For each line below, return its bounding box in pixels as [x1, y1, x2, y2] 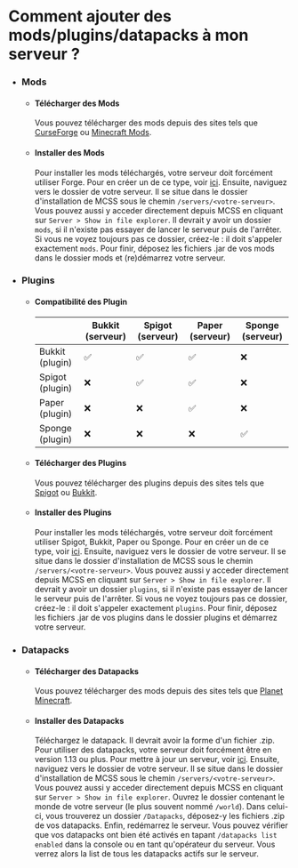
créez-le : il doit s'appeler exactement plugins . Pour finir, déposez [34, 603, 278, 614]
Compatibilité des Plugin [34, 296, 128, 308]
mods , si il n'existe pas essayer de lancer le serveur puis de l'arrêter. [34, 224, 282, 235]
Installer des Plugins [34, 507, 112, 518]
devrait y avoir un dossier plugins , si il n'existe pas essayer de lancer [34, 584, 288, 595]
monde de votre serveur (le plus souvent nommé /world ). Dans [34, 801, 266, 812]
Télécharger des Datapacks [34, 665, 140, 677]
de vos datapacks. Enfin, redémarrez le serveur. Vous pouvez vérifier [34, 820, 288, 831]
